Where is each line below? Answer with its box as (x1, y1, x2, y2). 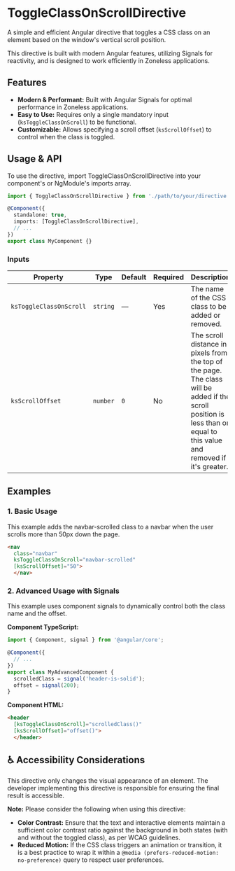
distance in (190, 339, 227, 349)
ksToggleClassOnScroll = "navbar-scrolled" (13, 557, 136, 564)
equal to (190, 426, 218, 436)
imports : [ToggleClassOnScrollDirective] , (13, 218, 139, 225)
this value (190, 436, 222, 445)
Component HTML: (7, 701, 64, 709)
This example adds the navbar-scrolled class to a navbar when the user (7, 522, 214, 531)
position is (190, 409, 225, 419)
